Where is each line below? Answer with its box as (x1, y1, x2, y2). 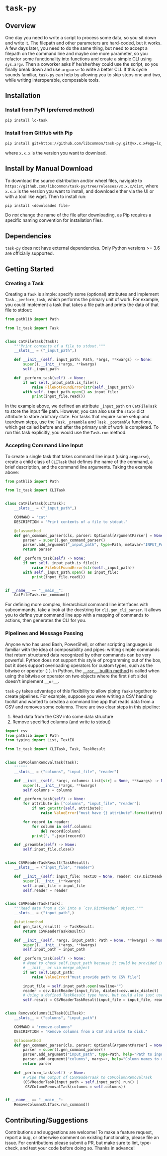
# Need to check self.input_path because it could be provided (23, 961, 157, 966)
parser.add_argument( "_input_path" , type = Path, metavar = (23, 542, 143, 547)
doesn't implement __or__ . (5, 678, 60, 684)
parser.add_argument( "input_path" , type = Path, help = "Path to (23, 1052, 153, 1057)
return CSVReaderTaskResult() (23, 929, 85, 934)
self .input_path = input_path (23, 947, 85, 952)
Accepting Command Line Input (5, 442, 83, 449)
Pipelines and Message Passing (5, 630, 83, 637)
